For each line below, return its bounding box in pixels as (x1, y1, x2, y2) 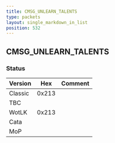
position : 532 (6, 25, 41, 31)
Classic (9, 89, 29, 97)
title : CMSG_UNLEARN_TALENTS (6, 8, 77, 15)
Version (9, 79, 32, 87)
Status (6, 64, 25, 72)
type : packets (6, 14, 41, 20)
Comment (61, 79, 90, 87)
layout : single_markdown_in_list (6, 19, 88, 25)
